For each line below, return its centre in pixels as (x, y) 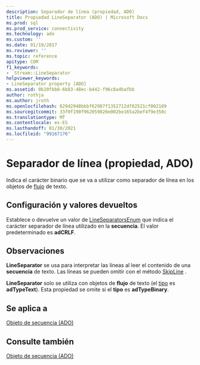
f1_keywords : (22, 67)
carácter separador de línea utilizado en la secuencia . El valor (83, 226)
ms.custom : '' (24, 39)
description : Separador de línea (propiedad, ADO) (70, 12)
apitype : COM (22, 62)
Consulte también (40, 341)
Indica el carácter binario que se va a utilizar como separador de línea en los (100, 180)
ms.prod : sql (22, 23)
